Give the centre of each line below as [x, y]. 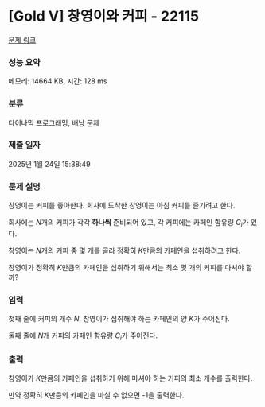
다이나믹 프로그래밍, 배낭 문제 [54, 122]
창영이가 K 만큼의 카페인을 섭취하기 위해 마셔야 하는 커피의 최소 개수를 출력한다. [131, 378]
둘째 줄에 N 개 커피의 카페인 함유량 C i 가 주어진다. [83, 337]
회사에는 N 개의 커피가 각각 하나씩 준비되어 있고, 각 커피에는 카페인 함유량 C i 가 [129, 223]
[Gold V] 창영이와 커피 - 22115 [104, 16]
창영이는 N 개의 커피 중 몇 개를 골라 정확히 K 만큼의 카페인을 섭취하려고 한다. [125, 250]
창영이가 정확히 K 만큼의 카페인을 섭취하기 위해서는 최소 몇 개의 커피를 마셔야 [126, 267]
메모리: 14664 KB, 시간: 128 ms [58, 81]
